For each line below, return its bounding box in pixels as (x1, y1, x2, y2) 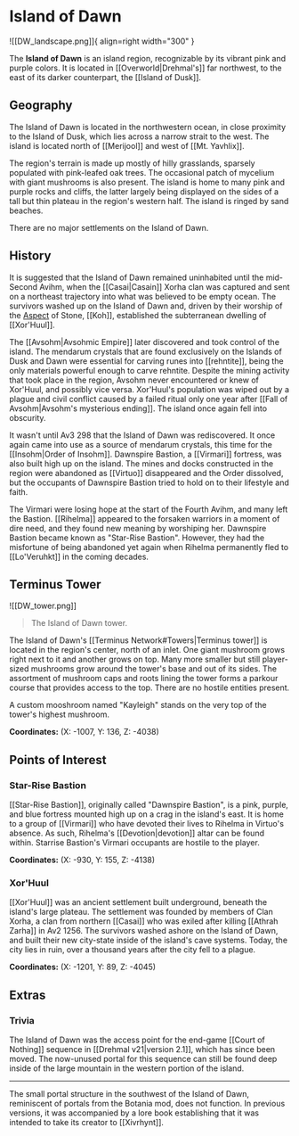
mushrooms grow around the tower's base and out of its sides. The (30, 663, 278, 674)
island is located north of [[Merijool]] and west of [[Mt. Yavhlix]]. (9, 140, 245, 151)
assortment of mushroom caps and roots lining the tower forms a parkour (9, 673, 279, 684)
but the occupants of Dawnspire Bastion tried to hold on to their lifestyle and (9, 477, 289, 488)
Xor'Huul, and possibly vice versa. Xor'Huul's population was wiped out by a (9, 383, 289, 394)
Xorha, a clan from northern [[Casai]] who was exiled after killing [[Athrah (9, 916, 279, 926)
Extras (9, 987, 46, 1002)
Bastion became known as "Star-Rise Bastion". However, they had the (9, 532, 265, 543)
